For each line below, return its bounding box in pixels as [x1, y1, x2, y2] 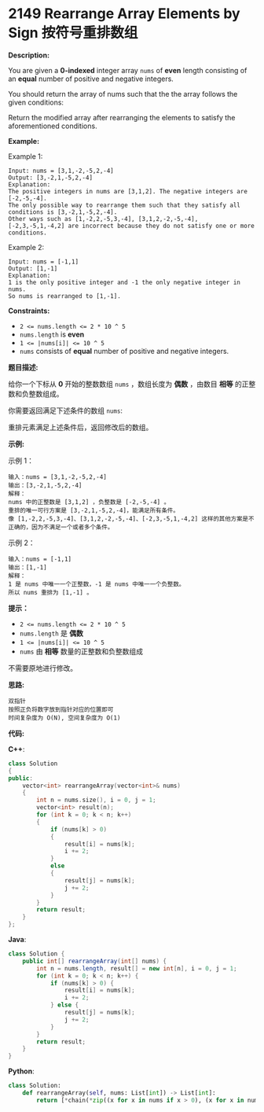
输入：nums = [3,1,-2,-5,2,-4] [8, 473, 108, 481]
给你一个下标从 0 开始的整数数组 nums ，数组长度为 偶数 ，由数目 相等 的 [8, 379, 242, 388]
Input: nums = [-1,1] [8, 257, 79, 266]
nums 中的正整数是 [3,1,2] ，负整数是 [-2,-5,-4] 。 [8, 498, 170, 506]
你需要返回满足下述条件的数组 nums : [8, 406, 123, 415]
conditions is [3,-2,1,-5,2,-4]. [8, 208, 118, 216]
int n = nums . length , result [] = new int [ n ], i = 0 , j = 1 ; [36, 964, 237, 972]
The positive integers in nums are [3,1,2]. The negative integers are [8, 187, 247, 195]
